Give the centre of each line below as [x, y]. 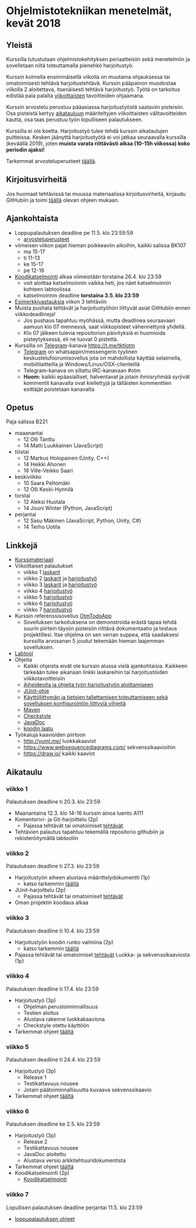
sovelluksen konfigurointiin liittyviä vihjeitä [75, 703]
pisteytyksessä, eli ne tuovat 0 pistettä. [71, 339]
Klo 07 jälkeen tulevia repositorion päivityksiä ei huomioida [94, 333]
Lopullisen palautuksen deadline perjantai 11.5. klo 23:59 [74, 1207]
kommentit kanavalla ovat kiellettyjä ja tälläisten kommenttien [97, 383]
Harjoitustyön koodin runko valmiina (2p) [64, 942]
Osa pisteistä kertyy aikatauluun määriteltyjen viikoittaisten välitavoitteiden [97, 113]
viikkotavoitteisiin [44, 679]
